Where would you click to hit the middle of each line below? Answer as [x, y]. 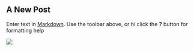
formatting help [25, 30]
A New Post [29, 10]
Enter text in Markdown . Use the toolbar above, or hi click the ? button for [97, 24]
